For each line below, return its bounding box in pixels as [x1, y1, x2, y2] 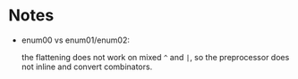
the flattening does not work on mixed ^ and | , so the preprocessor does [21, 51, 290, 62]
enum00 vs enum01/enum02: [21, 35, 131, 45]
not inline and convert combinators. [21, 61, 153, 72]
